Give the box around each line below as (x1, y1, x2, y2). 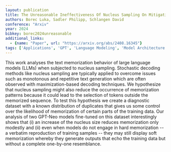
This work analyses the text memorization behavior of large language (5, 59, 151, 65)
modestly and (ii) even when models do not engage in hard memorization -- (5, 124, 164, 131)
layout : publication (5, 7, 49, 13)
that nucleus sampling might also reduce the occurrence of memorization (5, 86, 159, 92)
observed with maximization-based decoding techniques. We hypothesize (5, 81, 161, 87)
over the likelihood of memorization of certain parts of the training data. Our (5, 108, 164, 114)
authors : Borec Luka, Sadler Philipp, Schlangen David (5, 17, 124, 22)
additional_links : (5, 36, 44, 41)
